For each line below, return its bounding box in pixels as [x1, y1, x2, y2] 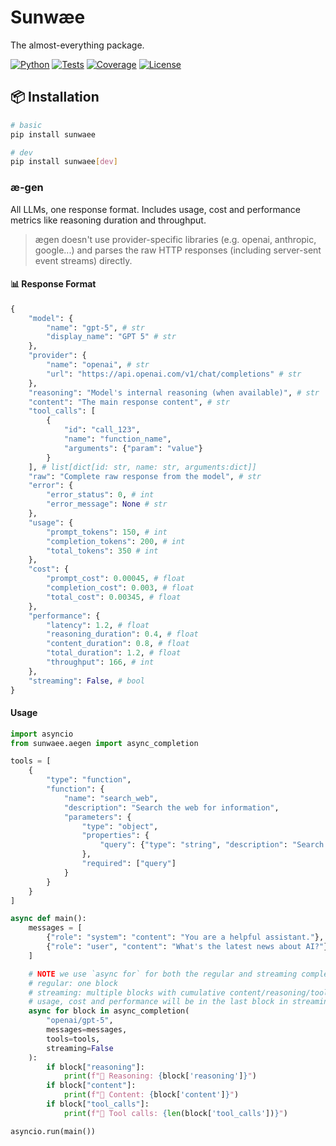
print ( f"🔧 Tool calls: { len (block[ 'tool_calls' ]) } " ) [63, 1108, 288, 1118]
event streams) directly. [34, 254, 133, 266]
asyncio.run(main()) [10, 1126, 97, 1136]
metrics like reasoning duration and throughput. [10, 214, 207, 226]
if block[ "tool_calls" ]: [46, 1099, 150, 1110]
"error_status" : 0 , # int [46, 490, 155, 500]
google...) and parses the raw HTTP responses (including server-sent [34, 244, 322, 256]
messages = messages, [46, 1025, 128, 1035]
